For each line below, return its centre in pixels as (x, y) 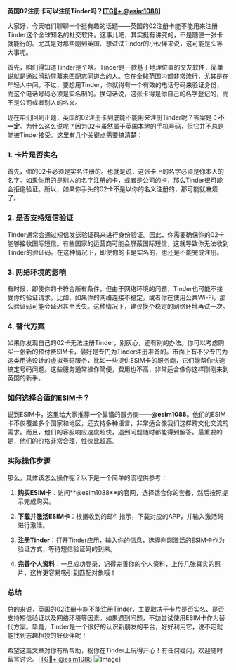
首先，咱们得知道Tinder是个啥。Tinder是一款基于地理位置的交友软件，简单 (115, 67)
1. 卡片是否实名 (33, 155)
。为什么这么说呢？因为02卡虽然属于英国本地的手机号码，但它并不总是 (122, 126)
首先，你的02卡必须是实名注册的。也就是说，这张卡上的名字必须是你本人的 (116, 172)
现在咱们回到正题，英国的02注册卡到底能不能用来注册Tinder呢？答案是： (113, 117)
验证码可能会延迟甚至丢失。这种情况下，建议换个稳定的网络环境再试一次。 (121, 306)
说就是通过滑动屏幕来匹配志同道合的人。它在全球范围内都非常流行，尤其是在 (118, 76)
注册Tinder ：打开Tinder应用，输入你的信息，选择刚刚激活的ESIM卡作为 (121, 540)
